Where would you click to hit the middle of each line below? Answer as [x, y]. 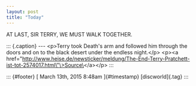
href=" [14, 59]
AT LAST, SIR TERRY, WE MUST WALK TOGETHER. [70, 34]
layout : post [22, 12]
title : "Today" [25, 17]
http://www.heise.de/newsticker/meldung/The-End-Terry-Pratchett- [106, 59]
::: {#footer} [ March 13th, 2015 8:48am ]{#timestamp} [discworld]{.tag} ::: [97, 76]
